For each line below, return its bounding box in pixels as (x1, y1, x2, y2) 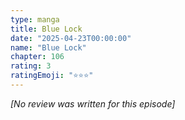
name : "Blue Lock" (10, 42, 87, 53)
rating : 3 (10, 61, 52, 71)
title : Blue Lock (10, 24, 83, 34)
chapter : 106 (10, 52, 65, 62)
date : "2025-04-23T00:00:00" (10, 33, 132, 43)
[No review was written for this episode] (10, 97, 176, 110)
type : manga (10, 14, 60, 25)
